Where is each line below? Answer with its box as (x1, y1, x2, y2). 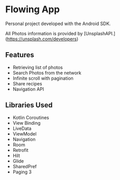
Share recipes (12, 80, 42, 86)
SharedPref (12, 163, 37, 169)
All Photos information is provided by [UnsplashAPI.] (5, 30, 116, 36)
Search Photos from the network (12, 70, 82, 76)
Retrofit (12, 147, 29, 153)
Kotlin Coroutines (12, 114, 50, 121)
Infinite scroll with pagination (12, 75, 74, 81)
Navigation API (12, 86, 44, 92)
